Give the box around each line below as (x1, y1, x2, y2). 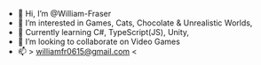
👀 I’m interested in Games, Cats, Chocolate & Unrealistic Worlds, (17, 18, 253, 28)
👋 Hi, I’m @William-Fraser (17, 9, 112, 18)
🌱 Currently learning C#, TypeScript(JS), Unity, (17, 27, 189, 37)
